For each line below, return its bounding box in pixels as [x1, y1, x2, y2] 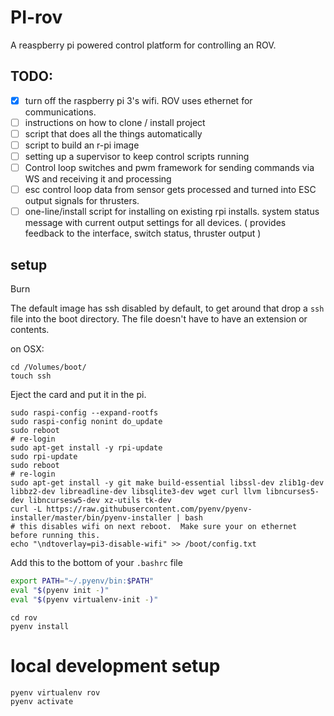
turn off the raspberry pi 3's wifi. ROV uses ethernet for [24, 94, 253, 106]
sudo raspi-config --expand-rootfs [10, 408, 159, 418]
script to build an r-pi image [24, 139, 140, 151]
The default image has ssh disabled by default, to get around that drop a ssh [10, 302, 325, 315]
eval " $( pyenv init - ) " [10, 585, 110, 595]
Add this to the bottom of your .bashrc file [10, 557, 183, 569]
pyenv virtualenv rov [10, 687, 101, 698]
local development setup [10, 654, 221, 677]
